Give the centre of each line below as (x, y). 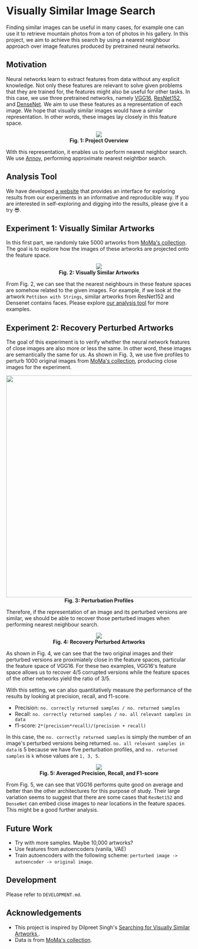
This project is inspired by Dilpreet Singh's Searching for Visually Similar (102, 927)
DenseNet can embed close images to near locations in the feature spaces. (96, 803)
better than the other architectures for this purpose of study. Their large (93, 791)
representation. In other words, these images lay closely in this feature (91, 117)
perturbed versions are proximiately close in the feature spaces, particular (96, 660)
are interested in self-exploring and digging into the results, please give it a (97, 204)
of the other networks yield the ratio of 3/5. (58, 679)
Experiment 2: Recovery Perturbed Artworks (90, 327)
